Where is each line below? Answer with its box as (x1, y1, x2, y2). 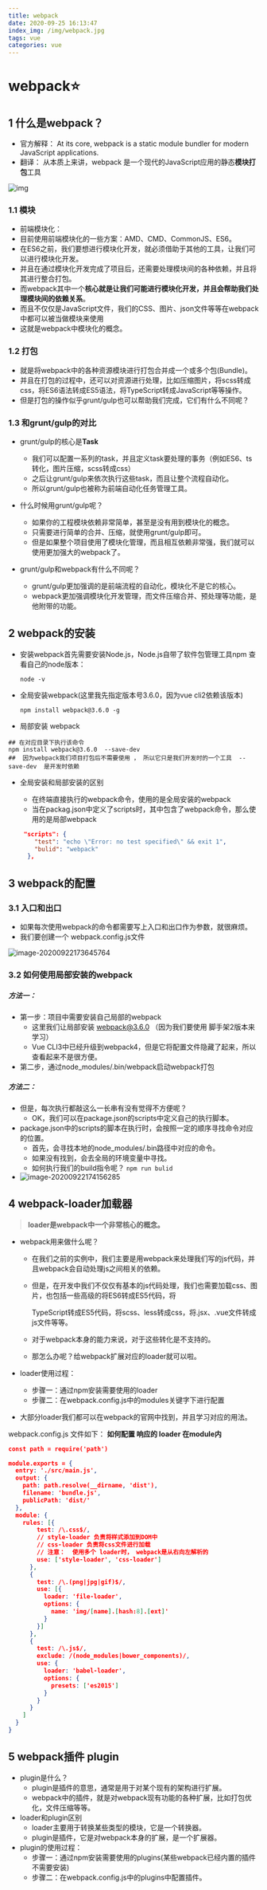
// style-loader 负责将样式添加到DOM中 (37, 1534, 158, 1542)
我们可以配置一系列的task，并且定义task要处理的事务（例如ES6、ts (31, 454, 253, 463)
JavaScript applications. (19, 148, 99, 158)
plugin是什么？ (19, 1773, 69, 1782)
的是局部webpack (38, 814, 97, 823)
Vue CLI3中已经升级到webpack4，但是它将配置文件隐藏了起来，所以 (31, 1042, 257, 1051)
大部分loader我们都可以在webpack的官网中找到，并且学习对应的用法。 (19, 1412, 252, 1421)
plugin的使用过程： (19, 1842, 83, 1852)
